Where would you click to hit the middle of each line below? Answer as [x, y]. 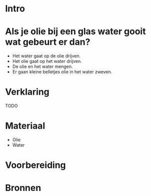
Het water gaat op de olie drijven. [46, 56]
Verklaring [27, 92]
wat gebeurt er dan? [48, 42]
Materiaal [25, 126]
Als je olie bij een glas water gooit [75, 32]
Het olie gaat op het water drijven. [47, 61]
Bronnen [23, 188]
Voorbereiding [36, 165]
